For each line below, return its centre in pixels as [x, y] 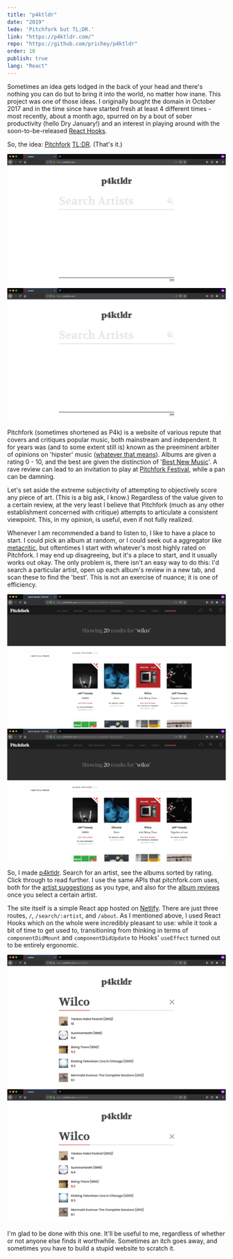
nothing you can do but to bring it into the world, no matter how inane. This [114, 94]
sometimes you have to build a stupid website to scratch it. [91, 1248]
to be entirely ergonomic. [43, 945]
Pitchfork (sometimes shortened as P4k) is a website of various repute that [114, 432]
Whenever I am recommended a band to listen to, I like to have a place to [111, 533]
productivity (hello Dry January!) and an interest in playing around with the [113, 123]
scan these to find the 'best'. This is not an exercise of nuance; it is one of [113, 577]
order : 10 [21, 51]
